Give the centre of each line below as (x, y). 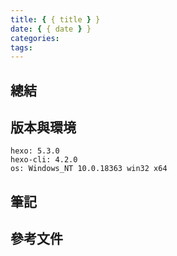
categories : (35, 38)
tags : (21, 47)
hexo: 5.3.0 (35, 151)
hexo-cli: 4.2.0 (44, 160)
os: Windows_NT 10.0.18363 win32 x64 (89, 169)
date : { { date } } (51, 29)
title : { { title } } (55, 19)
